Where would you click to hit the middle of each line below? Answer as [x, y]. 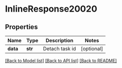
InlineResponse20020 [51, 9]
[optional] [92, 49]
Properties [21, 27]
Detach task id [60, 49]
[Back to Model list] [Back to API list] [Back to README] [61, 61]
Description [60, 41]
